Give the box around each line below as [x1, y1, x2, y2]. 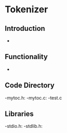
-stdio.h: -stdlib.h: [5, 123, 43, 129]
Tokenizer [5, 4, 48, 15]
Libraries [5, 109, 34, 119]
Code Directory [5, 81, 55, 90]
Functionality [5, 52, 48, 61]
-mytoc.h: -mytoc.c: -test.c [5, 94, 62, 101]
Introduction [5, 24, 46, 33]
